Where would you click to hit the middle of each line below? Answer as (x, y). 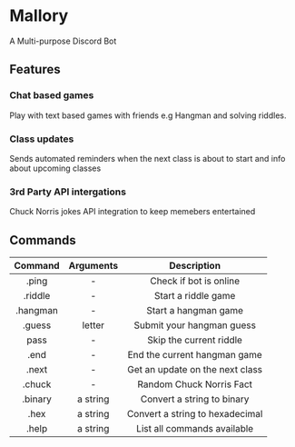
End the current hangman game (195, 355)
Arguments (93, 266)
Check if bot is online (195, 281)
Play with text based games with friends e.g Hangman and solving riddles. (148, 115)
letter (93, 325)
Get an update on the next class (195, 370)
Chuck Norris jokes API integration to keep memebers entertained (133, 212)
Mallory (39, 16)
